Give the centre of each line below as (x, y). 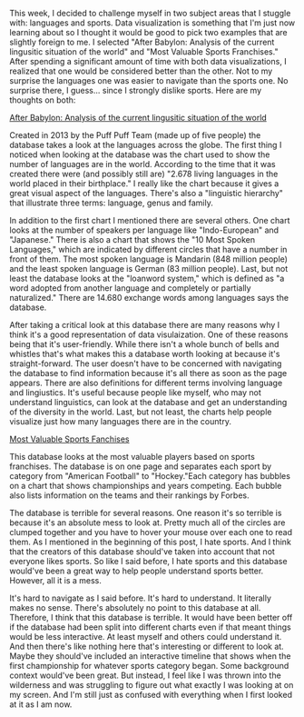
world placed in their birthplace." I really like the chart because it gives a (144, 184)
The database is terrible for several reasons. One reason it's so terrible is (146, 513)
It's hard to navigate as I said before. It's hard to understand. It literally (141, 598)
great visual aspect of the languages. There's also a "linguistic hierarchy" (147, 193)
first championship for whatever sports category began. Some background (149, 666)
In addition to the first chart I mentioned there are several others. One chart (150, 220)
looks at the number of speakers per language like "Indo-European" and (144, 230)
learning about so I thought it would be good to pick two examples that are (148, 32)
